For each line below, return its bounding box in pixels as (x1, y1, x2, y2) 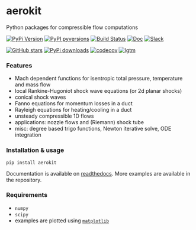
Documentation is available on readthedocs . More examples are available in (6, 170, 191, 177)
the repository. (6, 176, 42, 183)
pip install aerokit (6, 160, 57, 166)
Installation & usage (6, 146, 65, 154)
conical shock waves (14, 93, 66, 101)
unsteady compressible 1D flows (14, 112, 94, 119)
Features (6, 61, 33, 69)
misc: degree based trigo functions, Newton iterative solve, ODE (14, 125, 172, 132)
